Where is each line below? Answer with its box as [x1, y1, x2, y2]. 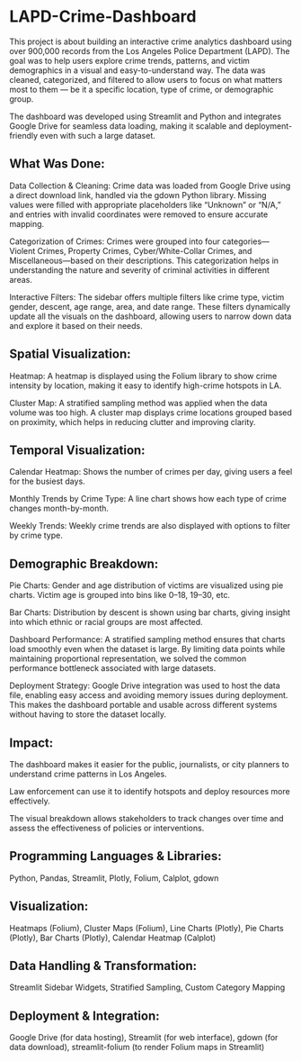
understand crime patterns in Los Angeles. [9, 768, 168, 779]
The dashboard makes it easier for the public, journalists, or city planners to [9, 759, 290, 769]
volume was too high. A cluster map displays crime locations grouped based [9, 407, 292, 418]
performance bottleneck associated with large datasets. [9, 663, 217, 674]
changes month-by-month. [9, 503, 110, 514]
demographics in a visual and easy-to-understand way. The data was [9, 65, 266, 76]
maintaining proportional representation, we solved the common [9, 653, 247, 664]
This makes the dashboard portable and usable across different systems [9, 700, 278, 711]
